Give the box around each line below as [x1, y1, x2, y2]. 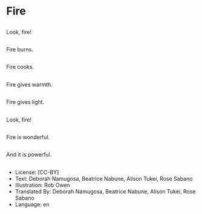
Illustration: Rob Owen [15, 181, 71, 189]
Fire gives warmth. [6, 80, 53, 88]
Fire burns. [6, 45, 33, 53]
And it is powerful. [6, 151, 52, 158]
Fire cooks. [6, 63, 34, 71]
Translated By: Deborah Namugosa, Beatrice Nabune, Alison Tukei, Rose [15, 187, 196, 195]
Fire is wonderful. [6, 133, 50, 140]
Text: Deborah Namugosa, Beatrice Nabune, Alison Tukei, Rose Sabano [15, 175, 193, 182]
